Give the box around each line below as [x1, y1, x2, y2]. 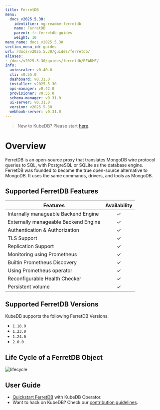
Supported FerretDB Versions [5, 300, 99, 309]
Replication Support [7, 243, 54, 250]
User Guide [5, 381, 41, 389]
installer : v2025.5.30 [9, 81, 57, 86]
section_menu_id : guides [5, 44, 57, 49]
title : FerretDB [5, 7, 39, 12]
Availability [105, 202, 133, 209]
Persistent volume [7, 283, 50, 290]
